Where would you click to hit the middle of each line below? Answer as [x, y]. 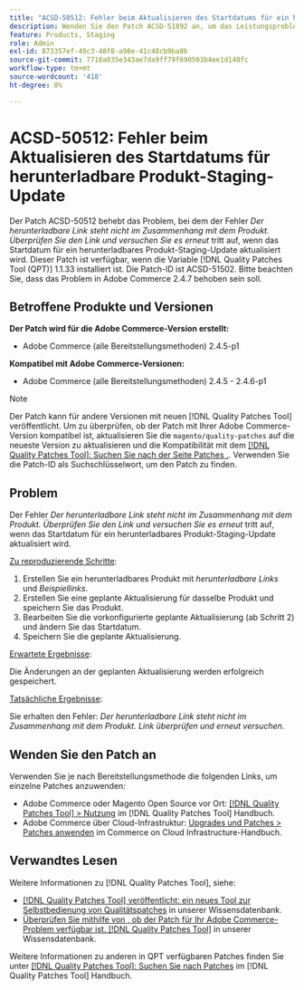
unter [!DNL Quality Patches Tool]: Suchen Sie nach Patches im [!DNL [139, 966]
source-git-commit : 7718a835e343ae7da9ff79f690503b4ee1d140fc [129, 60]
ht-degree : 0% [36, 85]
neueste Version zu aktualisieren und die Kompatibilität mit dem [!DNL [139, 446]
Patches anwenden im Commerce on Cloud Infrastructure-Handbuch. [152, 832]
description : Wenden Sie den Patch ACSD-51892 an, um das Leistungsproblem [155, 26]
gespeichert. [33, 681]
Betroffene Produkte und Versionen [112, 307]
